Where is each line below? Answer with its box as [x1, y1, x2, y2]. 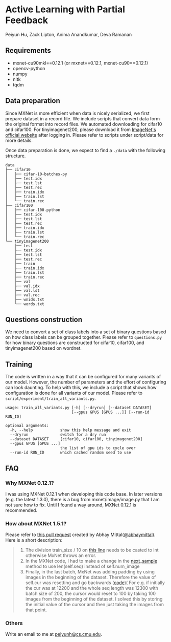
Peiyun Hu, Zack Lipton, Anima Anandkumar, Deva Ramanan [5, 31, 132, 37]
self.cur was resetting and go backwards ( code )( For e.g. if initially [25, 580, 165, 586]
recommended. [5, 507, 37, 513]
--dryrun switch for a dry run [10, 432, 106, 437]
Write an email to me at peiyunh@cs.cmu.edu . [5, 631, 102, 637]
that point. [25, 607, 47, 613]
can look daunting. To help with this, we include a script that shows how [5, 384, 157, 391]
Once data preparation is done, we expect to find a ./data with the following [5, 147, 166, 153]
